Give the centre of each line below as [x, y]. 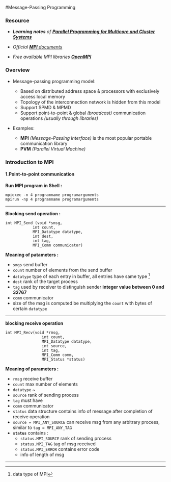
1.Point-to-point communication [40, 174]
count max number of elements [45, 384]
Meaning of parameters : [32, 369]
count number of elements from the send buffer [62, 270]
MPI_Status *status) [63, 360]
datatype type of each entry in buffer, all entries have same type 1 [81, 276]
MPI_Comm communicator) [58, 245]
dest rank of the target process [45, 282]
